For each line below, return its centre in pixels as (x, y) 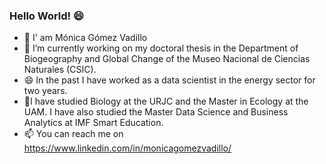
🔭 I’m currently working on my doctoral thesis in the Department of (161, 48)
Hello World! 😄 (47, 16)
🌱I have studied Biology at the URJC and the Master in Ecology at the (166, 101)
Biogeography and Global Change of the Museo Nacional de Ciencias (167, 59)
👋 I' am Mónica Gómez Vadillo (85, 38)
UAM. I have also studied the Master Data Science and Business (156, 112)
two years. (45, 91)
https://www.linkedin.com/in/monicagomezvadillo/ (127, 148)
